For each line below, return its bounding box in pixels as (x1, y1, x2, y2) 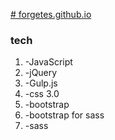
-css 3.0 (24, 88, 60, 100)
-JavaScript (24, 56, 73, 68)
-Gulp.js (24, 77, 58, 89)
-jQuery (24, 67, 58, 79)
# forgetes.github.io (10, 9, 92, 20)
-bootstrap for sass (24, 109, 105, 121)
